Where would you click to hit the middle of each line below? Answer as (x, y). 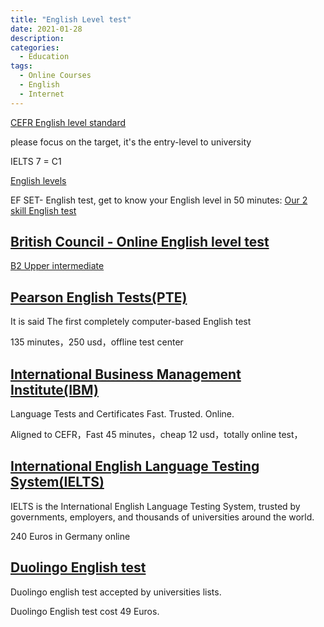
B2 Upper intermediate (57, 266)
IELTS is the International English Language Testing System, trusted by (155, 506)
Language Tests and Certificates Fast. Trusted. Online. (122, 414)
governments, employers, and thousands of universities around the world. (162, 517)
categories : (35, 47)
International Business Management (126, 374)
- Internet (42, 94)
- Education (44, 57)
